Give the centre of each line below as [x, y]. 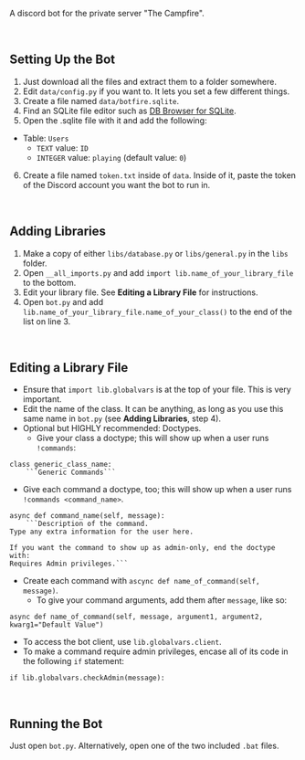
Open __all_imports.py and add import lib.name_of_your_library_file [158, 272]
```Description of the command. [87, 524]
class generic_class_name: [61, 465]
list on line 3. [47, 321]
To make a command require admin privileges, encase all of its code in [156, 651]
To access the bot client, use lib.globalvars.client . [122, 642]
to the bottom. [49, 282]
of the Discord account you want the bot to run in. [116, 185]
